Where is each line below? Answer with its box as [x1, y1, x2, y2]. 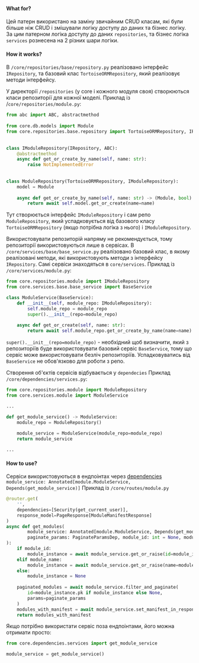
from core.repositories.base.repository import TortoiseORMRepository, [6, 128, 187, 135]
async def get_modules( [6, 523, 65, 529]
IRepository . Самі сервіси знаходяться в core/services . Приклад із [6, 260, 175, 268]
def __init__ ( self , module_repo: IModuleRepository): [17, 300, 152, 306]
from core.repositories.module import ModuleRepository [6, 387, 147, 393]
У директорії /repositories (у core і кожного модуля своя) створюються [6, 88, 190, 95]
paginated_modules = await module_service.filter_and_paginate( [17, 585, 179, 590]
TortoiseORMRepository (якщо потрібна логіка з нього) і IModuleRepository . [6, 224, 191, 231]
